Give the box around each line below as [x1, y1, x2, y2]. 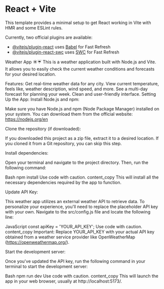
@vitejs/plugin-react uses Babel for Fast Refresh [12, 44, 111, 50]
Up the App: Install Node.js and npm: [5, 96, 80, 102]
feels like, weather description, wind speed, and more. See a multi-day [5, 86, 148, 92]
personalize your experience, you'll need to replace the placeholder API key [5, 204, 158, 210]
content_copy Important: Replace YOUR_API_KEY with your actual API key [5, 229, 155, 235]
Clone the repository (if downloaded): [5, 126, 81, 131]
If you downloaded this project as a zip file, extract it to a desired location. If [5, 135, 159, 141]
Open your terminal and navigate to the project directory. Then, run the [5, 159, 149, 165]
